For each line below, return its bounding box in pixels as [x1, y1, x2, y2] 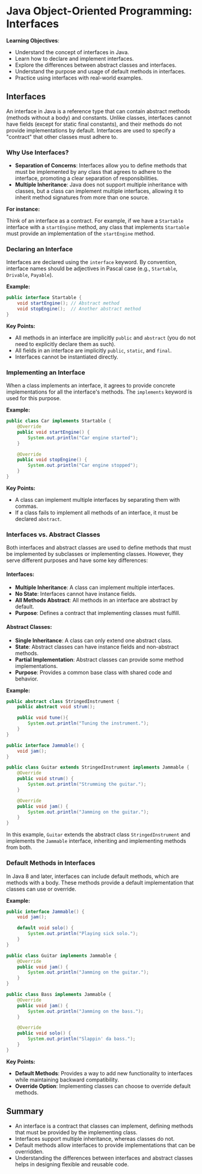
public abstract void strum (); [17, 704, 96, 710]
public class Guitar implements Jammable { [6, 953, 117, 959]
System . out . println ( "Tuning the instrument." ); [28, 720, 149, 726]
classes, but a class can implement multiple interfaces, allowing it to [14, 188, 184, 195]
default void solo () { [17, 925, 74, 931]
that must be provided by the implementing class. [14, 1128, 138, 1135]
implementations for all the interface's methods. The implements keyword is [6, 388, 192, 395]
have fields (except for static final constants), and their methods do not [6, 120, 182, 128]
